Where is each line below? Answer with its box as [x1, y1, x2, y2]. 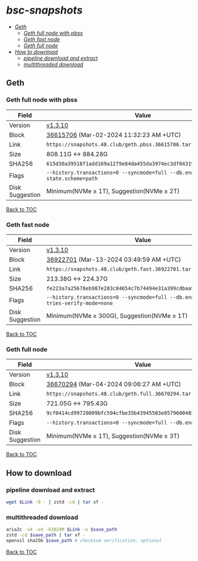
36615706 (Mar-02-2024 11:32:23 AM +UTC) [46, 131, 181, 139]
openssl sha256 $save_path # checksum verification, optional [6, 537, 162, 543]
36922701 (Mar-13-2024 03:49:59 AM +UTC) [46, 255, 181, 263]
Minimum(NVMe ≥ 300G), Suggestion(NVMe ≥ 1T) [46, 311, 188, 320]
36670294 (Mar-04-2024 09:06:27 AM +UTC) [46, 380, 181, 388]
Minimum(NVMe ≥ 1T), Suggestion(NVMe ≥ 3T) [46, 432, 180, 440]
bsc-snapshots [6, 4, 83, 17]
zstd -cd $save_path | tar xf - [6, 532, 85, 538]
